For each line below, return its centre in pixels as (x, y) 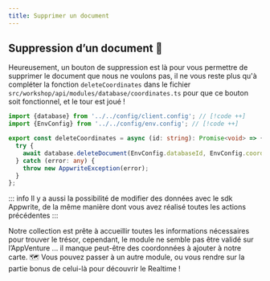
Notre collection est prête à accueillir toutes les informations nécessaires (129, 231)
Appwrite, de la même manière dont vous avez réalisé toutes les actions (127, 207)
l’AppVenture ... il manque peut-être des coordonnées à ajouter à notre (125, 248)
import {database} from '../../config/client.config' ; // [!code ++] (127, 116)
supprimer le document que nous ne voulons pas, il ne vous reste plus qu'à (133, 76)
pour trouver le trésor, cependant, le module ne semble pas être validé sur (131, 240)
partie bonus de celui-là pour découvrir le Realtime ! (94, 269)
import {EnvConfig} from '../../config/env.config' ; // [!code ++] (124, 124)
